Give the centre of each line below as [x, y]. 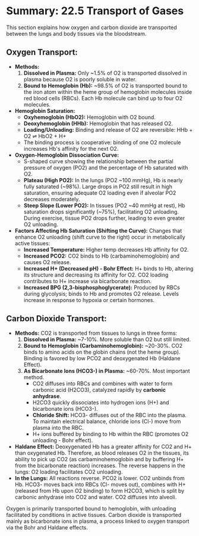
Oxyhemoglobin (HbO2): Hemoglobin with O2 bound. [90, 117]
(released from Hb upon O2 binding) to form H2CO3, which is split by [99, 490]
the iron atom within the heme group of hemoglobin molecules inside [108, 92]
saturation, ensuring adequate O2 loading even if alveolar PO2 [100, 193]
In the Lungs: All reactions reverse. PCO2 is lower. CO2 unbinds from [100, 478]
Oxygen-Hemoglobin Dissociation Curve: [67, 155]
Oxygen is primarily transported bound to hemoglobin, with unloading [91, 508]
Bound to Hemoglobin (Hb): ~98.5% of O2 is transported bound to [105, 85]
